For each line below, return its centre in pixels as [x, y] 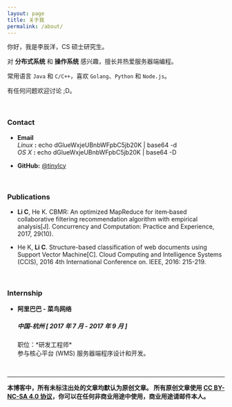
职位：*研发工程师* [45, 345]
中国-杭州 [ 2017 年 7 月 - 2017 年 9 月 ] [72, 326]
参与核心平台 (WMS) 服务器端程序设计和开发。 [83, 353]
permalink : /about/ [35, 26]
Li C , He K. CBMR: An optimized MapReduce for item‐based [102, 212]
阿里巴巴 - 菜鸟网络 [44, 309]
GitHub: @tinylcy [42, 166]
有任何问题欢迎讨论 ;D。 [41, 91]
